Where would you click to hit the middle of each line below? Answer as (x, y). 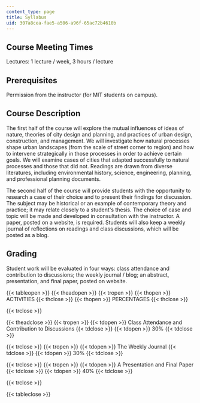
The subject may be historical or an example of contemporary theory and (96, 203)
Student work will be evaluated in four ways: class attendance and (88, 268)
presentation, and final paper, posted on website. (67, 281)
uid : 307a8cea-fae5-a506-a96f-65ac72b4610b (61, 23)
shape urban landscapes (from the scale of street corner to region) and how (100, 147)
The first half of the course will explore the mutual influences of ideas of (95, 128)
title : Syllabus (26, 17)
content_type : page (31, 12)
